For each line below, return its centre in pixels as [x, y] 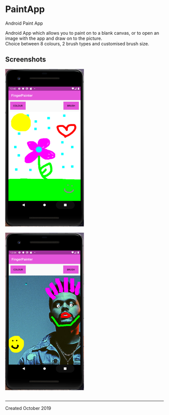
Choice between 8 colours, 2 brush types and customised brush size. [77, 43]
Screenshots [26, 60]
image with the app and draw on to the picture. [54, 38]
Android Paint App [24, 23]
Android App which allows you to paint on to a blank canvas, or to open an [82, 33]
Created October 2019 [28, 408]
